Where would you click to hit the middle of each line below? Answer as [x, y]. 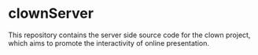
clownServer [51, 14]
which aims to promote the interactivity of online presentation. [109, 43]
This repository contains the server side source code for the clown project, [129, 35]
